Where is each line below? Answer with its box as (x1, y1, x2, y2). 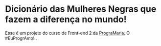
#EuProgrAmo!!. (5, 35, 37, 41)
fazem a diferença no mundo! (5, 14, 127, 25)
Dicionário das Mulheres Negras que (5, 3, 157, 15)
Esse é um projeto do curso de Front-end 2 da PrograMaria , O (5, 30, 130, 36)
